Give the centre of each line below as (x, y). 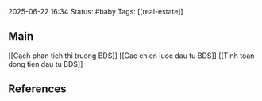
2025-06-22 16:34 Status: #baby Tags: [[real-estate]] (96, 12)
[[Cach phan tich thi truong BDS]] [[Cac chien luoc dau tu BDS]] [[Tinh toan (131, 56)
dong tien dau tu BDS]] (46, 64)
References (37, 89)
